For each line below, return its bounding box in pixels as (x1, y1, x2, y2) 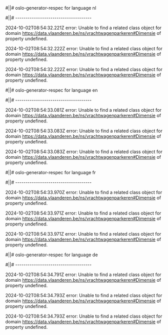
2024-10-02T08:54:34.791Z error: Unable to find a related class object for (5, 271, 161, 278)
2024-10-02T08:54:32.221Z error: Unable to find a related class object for (5, 25, 162, 31)
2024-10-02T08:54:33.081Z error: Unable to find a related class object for (5, 107, 162, 113)
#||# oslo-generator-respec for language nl (5, 5, 96, 11)
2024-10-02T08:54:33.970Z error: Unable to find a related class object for (5, 190, 162, 195)
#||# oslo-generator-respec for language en (5, 87, 98, 93)
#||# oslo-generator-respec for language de (5, 252, 98, 258)
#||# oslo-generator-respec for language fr (5, 170, 96, 175)
